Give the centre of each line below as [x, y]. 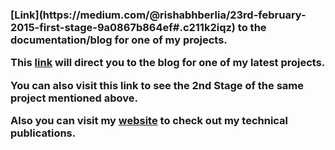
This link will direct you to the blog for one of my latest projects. [168, 63]
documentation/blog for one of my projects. [119, 40]
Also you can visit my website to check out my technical [149, 121]
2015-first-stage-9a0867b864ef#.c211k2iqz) [123, 27]
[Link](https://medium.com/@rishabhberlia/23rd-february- [158, 15]
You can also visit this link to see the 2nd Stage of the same [157, 85]
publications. [43, 133]
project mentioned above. [74, 98]
